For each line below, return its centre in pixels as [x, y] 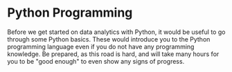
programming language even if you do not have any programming [101, 46]
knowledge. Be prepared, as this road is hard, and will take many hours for [113, 54]
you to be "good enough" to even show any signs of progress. [96, 61]
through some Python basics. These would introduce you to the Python [109, 39]
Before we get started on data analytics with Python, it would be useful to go [116, 32]
